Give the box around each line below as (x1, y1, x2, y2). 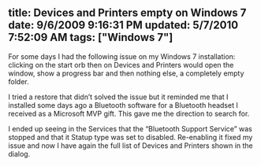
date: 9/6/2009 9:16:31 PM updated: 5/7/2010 (8, 19, 239, 32)
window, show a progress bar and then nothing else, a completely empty (8, 68, 244, 78)
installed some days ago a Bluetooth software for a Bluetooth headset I (8, 100, 238, 109)
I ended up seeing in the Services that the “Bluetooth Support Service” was (8, 124, 252, 133)
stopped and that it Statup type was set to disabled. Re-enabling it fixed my (8, 132, 253, 142)
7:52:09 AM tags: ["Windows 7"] (8, 31, 173, 44)
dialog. (8, 149, 31, 158)
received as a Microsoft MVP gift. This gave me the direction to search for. (8, 109, 250, 118)
